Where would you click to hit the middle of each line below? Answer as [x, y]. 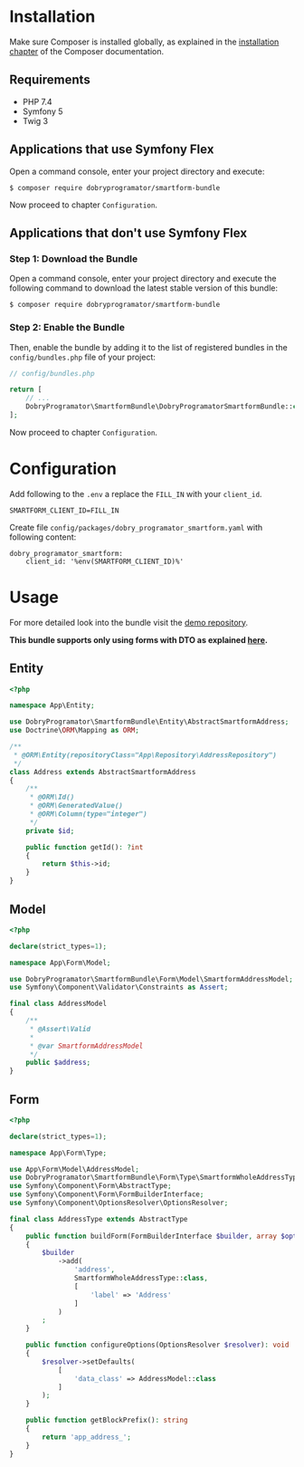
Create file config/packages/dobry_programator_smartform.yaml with [136, 527]
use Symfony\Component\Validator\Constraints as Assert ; [119, 988]
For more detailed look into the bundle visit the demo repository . [129, 622]
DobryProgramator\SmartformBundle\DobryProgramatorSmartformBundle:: [160, 407]
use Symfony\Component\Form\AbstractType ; [90, 1186]
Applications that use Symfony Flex [112, 150]
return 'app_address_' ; [86, 1437]
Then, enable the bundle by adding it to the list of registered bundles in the [148, 347]
